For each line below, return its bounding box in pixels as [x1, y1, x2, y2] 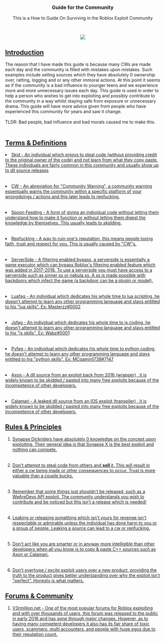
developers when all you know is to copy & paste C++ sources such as [12, 546, 156, 552]
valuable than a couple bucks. [12, 473, 73, 479]
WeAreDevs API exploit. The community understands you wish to [12, 493, 144, 499]
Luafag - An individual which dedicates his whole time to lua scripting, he [11, 293, 160, 299]
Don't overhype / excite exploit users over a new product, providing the [12, 567, 157, 573]
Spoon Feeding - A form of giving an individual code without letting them [11, 209, 159, 215]
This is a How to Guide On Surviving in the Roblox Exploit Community [12, 15, 153, 21]
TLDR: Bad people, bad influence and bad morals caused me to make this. [5, 119, 156, 125]
